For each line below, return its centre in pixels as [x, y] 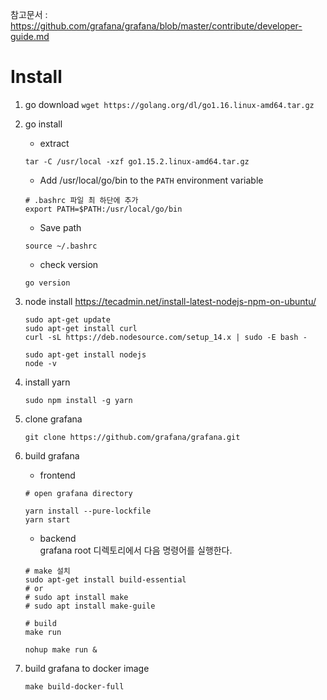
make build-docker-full [74, 686]
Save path [60, 227]
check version [69, 264]
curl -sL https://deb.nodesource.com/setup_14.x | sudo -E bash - [166, 337]
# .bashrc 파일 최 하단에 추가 [81, 200]
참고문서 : [29, 14]
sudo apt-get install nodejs [85, 354]
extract [54, 143]
